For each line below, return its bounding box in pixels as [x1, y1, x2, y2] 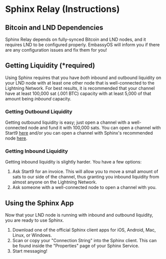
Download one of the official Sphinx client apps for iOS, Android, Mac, [12, 227, 156, 233]
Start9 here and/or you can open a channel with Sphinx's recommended [5, 130, 153, 136]
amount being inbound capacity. [5, 95, 72, 101]
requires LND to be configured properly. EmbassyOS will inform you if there [5, 42, 160, 48]
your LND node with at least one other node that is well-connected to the [5, 80, 155, 86]
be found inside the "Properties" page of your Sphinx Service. [12, 243, 140, 249]
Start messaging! [12, 248, 48, 254]
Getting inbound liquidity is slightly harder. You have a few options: [5, 159, 142, 165]
